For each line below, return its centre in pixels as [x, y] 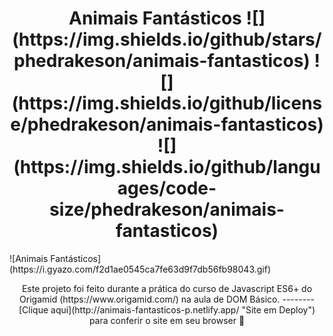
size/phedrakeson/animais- [167, 209]
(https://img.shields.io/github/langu [167, 167]
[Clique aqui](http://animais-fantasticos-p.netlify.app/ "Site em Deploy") [167, 309]
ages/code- [167, 188]
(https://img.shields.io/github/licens [167, 103]
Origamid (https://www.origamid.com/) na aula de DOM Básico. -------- [167, 299]
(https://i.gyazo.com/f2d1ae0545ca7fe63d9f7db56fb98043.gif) [140, 269]
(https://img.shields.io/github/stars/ [167, 39]
